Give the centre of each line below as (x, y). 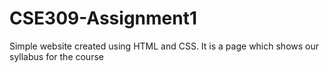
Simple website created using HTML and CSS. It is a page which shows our (164, 46)
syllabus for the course (56, 56)
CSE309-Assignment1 (103, 18)
